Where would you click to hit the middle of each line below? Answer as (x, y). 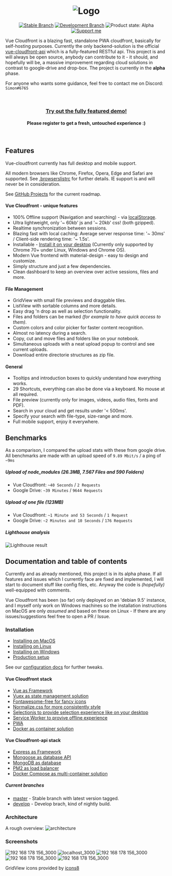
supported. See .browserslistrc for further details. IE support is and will (80, 178)
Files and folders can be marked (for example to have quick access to (87, 317)
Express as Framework (37, 752)
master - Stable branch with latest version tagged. (66, 798)
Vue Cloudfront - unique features (42, 206)
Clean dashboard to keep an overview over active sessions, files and (85, 272)
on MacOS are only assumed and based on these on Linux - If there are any (85, 611)
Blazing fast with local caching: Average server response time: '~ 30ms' (89, 234)
